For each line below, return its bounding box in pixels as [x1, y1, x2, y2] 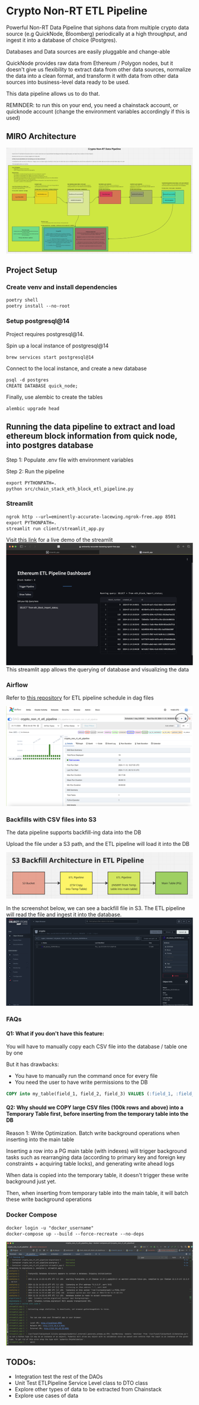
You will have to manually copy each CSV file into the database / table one [6, 1043, 188, 1050]
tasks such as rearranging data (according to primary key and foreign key [6, 1154, 185, 1161]
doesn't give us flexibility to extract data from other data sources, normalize [6, 65, 191, 73]
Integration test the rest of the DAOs [14, 1373, 103, 1380]
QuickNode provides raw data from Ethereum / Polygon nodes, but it [6, 59, 174, 67]
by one [6, 1049, 23, 1056]
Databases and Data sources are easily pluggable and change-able [6, 48, 171, 55]
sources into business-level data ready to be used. [6, 79, 130, 86]
